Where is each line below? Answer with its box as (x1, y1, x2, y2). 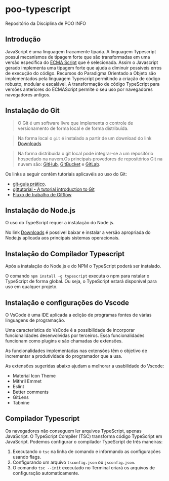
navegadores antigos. (5, 91, 51, 97)
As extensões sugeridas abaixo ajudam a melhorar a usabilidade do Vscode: (5, 363, 164, 369)
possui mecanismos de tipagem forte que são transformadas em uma (5, 54, 150, 60)
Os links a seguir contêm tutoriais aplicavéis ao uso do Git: (5, 171, 128, 177)
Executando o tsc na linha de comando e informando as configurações (12, 448, 161, 455)
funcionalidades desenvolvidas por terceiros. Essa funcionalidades (5, 332, 145, 338)
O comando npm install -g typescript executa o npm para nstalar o (5, 273, 150, 279)
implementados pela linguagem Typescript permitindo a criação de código (5, 75, 160, 82)
